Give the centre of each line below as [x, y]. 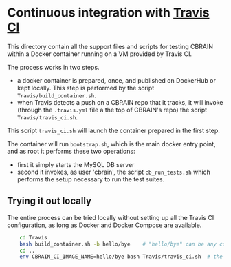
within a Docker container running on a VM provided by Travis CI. [100, 54]
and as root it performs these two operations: [71, 151]
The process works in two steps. [53, 67]
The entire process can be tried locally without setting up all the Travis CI [111, 217]
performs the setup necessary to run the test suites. [91, 179]
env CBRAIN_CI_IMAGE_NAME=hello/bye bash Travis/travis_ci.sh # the [121, 257]
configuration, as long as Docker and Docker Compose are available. [104, 225]
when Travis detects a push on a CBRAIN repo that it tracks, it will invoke [120, 102]
